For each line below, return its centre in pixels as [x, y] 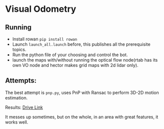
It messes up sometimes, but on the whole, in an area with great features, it [82, 117]
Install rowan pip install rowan [45, 39]
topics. [19, 49]
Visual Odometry [41, 9]
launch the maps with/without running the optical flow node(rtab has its [85, 60]
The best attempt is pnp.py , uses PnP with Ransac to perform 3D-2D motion [82, 93]
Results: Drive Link [24, 107]
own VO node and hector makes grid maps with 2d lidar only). [75, 65]
